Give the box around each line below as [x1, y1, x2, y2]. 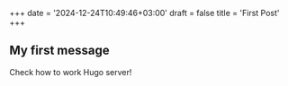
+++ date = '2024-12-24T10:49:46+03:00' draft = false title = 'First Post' [9, 8, 281, 18]
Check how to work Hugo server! [9, 66, 132, 77]
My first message [9, 43, 110, 58]
